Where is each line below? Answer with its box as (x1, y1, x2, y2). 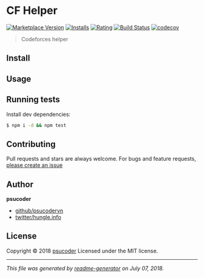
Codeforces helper (21, 35, 69, 42)
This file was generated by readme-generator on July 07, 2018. (6, 265, 164, 272)
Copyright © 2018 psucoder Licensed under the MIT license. (6, 247, 158, 254)
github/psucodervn (15, 207, 64, 214)
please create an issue (6, 161, 63, 169)
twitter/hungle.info (15, 214, 62, 221)
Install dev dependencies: (6, 110, 71, 118)
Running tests (6, 95, 61, 105)
